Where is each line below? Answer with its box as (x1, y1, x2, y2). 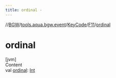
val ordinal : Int (5, 67, 35, 73)
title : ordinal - (5, 7, 42, 13)
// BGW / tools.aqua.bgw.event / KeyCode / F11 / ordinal (5, 21, 111, 28)
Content (5, 62, 22, 68)
